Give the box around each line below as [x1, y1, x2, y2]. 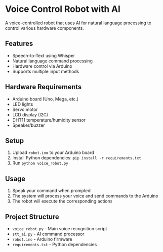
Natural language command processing [12, 58, 93, 64]
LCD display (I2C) [12, 111, 48, 117]
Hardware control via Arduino [12, 63, 73, 69]
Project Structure [5, 212, 59, 221]
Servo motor [12, 106, 38, 112]
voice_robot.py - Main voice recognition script [12, 226, 107, 231]
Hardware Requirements [5, 83, 82, 91]
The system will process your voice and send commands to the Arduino [12, 193, 159, 199]
